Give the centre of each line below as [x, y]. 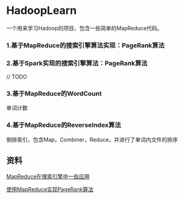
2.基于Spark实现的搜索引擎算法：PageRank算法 [77, 63]
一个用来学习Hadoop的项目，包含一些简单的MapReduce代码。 [84, 28]
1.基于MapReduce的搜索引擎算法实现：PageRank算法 [86, 45]
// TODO [17, 77]
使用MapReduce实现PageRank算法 [50, 189]
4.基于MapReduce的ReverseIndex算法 [64, 125]
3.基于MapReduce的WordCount [54, 93]
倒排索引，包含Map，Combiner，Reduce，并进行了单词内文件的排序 [92, 140]
